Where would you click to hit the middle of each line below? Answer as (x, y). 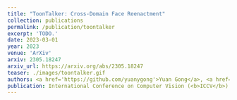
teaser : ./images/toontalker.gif (56, 73)
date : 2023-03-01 (33, 40)
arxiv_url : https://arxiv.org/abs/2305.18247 (75, 66)
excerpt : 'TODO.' (33, 33)
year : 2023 (23, 46)
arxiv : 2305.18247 (34, 60)
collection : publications (45, 20)
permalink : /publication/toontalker (61, 27)
